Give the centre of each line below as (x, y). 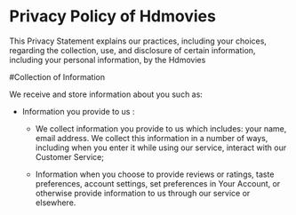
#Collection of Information (57, 76)
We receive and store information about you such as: (106, 94)
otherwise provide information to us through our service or (143, 193)
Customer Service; (70, 156)
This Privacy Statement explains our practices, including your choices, (138, 41)
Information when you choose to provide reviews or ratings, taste (155, 174)
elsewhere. (56, 203)
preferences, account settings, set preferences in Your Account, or (158, 183)
